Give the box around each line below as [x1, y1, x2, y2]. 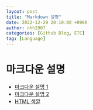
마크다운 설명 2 [14, 90, 50, 97]
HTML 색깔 [14, 98, 41, 105]
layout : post [6, 8, 38, 15]
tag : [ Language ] [6, 36, 46, 42]
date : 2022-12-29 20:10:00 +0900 [6, 19, 88, 25]
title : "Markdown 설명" [6, 14, 61, 20]
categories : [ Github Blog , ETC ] [6, 30, 85, 36]
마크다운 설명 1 [14, 83, 49, 90]
